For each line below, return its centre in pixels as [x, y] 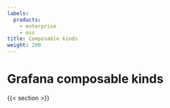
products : [27, 20]
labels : [18, 13]
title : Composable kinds [42, 39]
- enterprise [38, 26]
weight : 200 [24, 45]
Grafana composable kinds [85, 79]
